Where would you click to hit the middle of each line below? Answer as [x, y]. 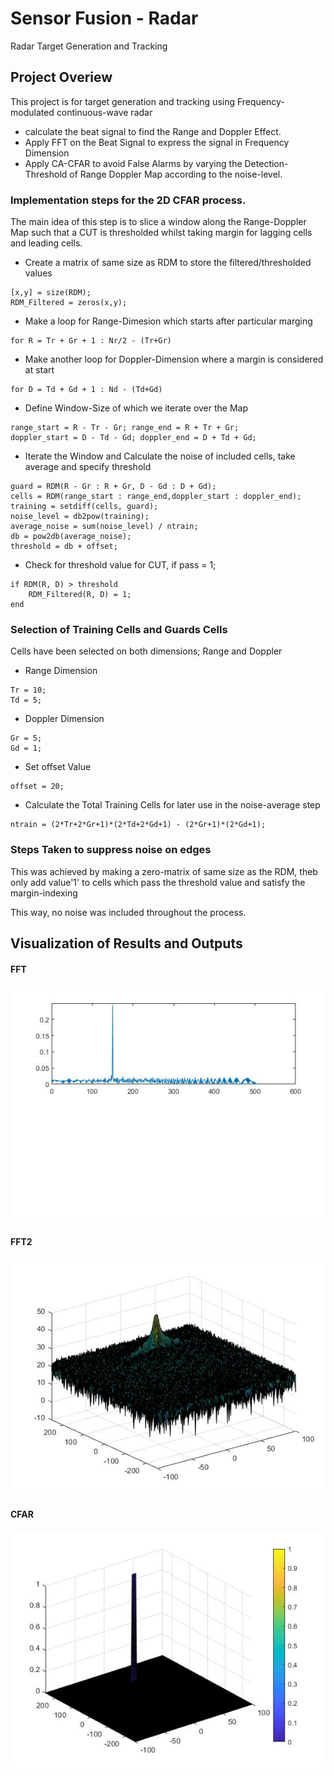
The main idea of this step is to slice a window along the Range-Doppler [158, 222]
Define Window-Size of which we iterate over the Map [136, 408]
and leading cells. [46, 243]
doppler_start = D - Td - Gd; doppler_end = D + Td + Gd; [133, 438]
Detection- [266, 163]
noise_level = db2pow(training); [80, 517]
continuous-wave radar [104, 112]
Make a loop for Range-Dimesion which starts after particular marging [168, 321]
